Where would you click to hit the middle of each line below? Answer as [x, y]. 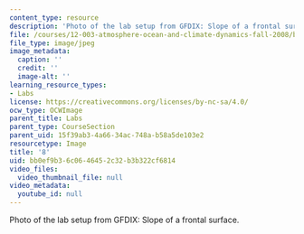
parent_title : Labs [46, 118]
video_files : [34, 169]
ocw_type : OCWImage [46, 110]
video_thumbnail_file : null [71, 177]
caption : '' [40, 60]
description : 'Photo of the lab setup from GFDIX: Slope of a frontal [145, 26]
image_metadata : [40, 51]
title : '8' [30, 152]
